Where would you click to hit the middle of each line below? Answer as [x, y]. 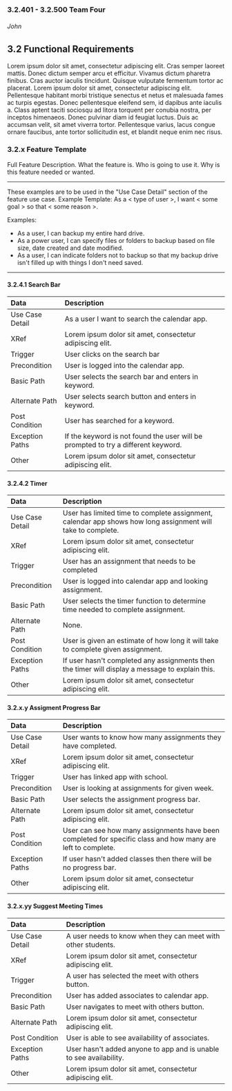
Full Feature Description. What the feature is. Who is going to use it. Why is [114, 164]
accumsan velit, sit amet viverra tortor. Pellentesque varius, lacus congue [111, 124]
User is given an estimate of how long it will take [141, 641]
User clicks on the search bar [112, 355]
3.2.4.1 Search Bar [34, 285]
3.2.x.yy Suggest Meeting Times [55, 906]
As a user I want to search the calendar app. [136, 319]
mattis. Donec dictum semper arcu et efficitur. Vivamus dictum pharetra [109, 73]
